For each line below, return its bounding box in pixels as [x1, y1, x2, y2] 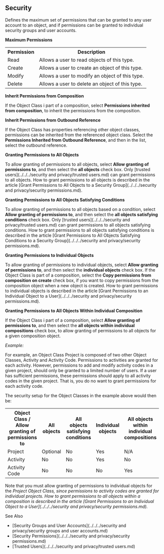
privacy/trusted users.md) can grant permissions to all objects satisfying [5, 222, 151, 227]
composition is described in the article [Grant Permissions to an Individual [5, 498, 154, 504]
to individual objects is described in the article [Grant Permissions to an [5, 288, 148, 294]
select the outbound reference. [5, 142, 67, 148]
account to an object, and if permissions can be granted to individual [5, 22, 143, 28]
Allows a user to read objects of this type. [39, 56, 134, 63]
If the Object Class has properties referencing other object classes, [5, 126, 140, 132]
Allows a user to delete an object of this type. [39, 80, 143, 87]
